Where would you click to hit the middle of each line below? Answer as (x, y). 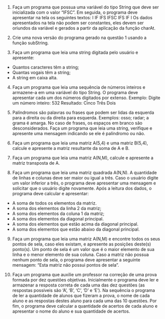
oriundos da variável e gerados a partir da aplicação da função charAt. (84, 28)
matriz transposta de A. (36, 163)
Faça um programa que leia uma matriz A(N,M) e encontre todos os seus (86, 239)
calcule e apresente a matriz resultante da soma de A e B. (71, 148)
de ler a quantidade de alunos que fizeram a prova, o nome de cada (81, 296)
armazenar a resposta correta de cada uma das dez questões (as (79, 285)
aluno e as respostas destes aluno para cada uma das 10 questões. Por (84, 301)
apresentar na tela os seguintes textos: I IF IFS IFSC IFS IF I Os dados (82, 18)
